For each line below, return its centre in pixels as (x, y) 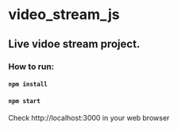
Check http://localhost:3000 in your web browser (89, 118)
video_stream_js (64, 15)
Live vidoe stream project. (74, 44)
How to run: (31, 67)
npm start (25, 101)
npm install (28, 85)
